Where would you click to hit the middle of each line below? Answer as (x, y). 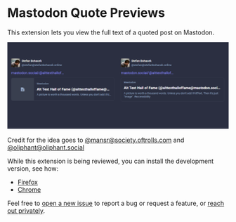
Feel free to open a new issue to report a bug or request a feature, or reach (116, 203)
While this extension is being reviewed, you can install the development (111, 161)
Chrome (29, 190)
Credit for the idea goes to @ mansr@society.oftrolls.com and (96, 140)
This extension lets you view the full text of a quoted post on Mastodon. (111, 32)
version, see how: (33, 169)
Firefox (28, 182)
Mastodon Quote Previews (86, 13)
